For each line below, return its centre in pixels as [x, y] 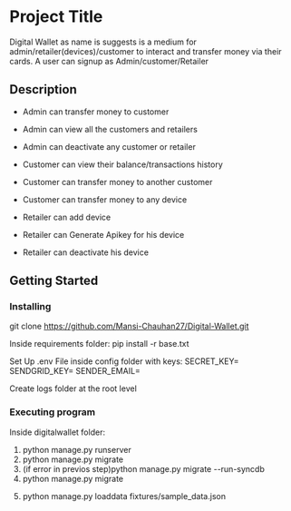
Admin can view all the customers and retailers [110, 129]
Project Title [56, 17]
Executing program [53, 412]
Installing [30, 307]
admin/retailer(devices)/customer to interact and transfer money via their [146, 51]
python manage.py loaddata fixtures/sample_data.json [124, 496]
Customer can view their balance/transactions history [123, 164]
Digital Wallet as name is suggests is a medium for [103, 42]
